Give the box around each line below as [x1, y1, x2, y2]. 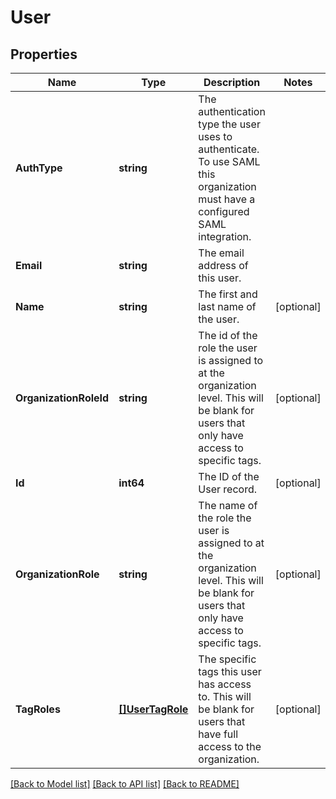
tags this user [198, 665, 262, 678]
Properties [10, 46, 78, 63]
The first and [198, 287, 258, 301]
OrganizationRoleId [15, 391, 110, 405]
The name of [198, 499, 258, 512]
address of [198, 259, 249, 272]
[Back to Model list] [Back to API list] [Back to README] [10, 778, 240, 790]
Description [203, 76, 261, 89]
